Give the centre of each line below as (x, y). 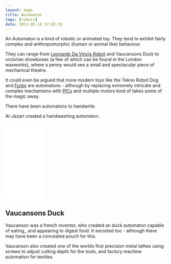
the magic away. (22, 96)
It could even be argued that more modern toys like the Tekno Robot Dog (82, 80)
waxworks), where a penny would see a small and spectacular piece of (80, 65)
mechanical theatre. (26, 70)
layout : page (19, 10)
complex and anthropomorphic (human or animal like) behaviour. (73, 44)
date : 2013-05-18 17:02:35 (34, 24)
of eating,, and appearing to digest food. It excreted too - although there (81, 231)
